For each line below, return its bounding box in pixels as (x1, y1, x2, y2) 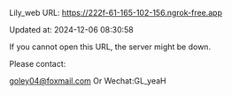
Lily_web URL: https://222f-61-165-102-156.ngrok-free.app (9, 8, 223, 18)
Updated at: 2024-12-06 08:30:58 (9, 25, 135, 34)
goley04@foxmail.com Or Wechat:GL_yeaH (9, 76, 166, 86)
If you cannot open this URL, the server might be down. (9, 41, 211, 52)
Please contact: (9, 59, 66, 69)
